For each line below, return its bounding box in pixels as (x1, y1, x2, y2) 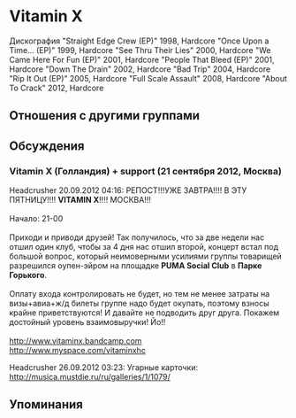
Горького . (9, 270, 47, 281)
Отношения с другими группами (9, 108, 201, 123)
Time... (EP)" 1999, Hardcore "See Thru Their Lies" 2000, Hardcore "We (9, 44, 271, 55)
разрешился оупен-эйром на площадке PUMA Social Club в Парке (9, 260, 262, 271)
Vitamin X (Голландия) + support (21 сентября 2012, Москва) (9, 165, 283, 177)
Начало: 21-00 (9, 213, 64, 224)
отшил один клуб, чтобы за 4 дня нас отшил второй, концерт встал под (9, 242, 278, 252)
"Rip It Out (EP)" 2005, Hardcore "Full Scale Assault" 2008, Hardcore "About (9, 73, 287, 83)
